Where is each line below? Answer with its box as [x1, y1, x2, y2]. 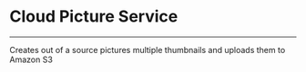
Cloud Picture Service [9, 6, 178, 27]
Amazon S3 [9, 54, 53, 65]
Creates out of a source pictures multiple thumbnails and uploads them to [9, 44, 286, 55]
